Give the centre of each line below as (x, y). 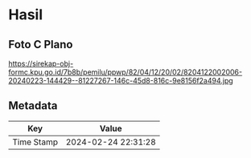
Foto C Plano (41, 45)
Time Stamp (35, 142)
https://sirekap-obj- (41, 63)
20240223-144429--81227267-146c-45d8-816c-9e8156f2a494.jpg (121, 81)
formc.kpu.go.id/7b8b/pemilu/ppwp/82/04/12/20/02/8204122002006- (125, 72)
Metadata (33, 106)
